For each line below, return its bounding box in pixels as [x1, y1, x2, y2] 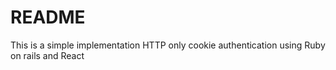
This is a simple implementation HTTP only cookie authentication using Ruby [10, 39, 326, 51]
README [10, 6, 86, 29]
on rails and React [10, 49, 85, 61]
